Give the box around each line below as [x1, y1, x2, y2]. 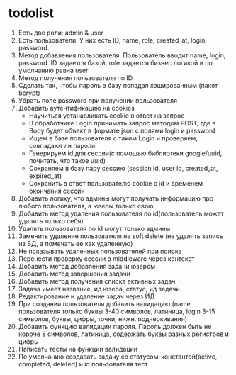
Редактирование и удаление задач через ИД [18, 292, 155, 301]
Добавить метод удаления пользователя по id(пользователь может [18, 209, 224, 218]
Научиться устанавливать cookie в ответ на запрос [28, 111, 185, 120]
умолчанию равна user [18, 66, 89, 74]
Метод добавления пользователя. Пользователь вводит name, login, [18, 51, 226, 60]
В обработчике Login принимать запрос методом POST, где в [28, 118, 216, 127]
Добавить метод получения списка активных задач [18, 276, 176, 285]
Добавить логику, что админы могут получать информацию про [18, 194, 214, 203]
